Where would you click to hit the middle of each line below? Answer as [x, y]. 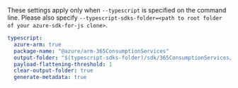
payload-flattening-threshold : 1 [63, 64]
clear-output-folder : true [53, 71]
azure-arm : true [38, 44]
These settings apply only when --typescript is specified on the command [117, 10]
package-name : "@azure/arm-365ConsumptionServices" [92, 51]
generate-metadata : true [50, 77]
